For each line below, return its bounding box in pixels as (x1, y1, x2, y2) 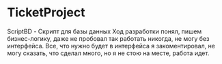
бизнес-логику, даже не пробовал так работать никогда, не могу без (7, 34, 210, 42)
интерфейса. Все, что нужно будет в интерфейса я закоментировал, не (7, 42, 215, 50)
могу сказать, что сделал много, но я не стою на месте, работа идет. (7, 49, 210, 57)
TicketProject (7, 5, 85, 20)
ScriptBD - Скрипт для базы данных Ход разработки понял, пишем (7, 27, 202, 35)
